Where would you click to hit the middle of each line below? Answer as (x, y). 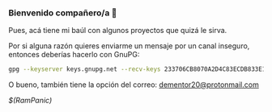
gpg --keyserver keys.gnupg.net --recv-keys (85, 69)
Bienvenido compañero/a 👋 (63, 13)
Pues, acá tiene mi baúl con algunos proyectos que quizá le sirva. (118, 31)
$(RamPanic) (30, 101)
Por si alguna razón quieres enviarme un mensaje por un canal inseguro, (129, 46)
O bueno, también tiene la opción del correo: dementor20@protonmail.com (134, 85)
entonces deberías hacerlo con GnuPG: (74, 55)
